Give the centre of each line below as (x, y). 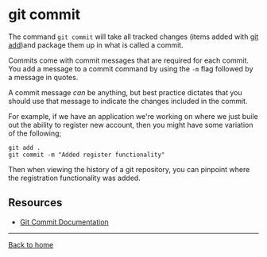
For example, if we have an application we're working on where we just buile (133, 116)
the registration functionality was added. (74, 178)
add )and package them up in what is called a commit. (96, 44)
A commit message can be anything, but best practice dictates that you (125, 92)
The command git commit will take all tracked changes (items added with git (133, 36)
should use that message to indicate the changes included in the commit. (128, 101)
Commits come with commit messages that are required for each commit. (128, 60)
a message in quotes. (43, 77)
